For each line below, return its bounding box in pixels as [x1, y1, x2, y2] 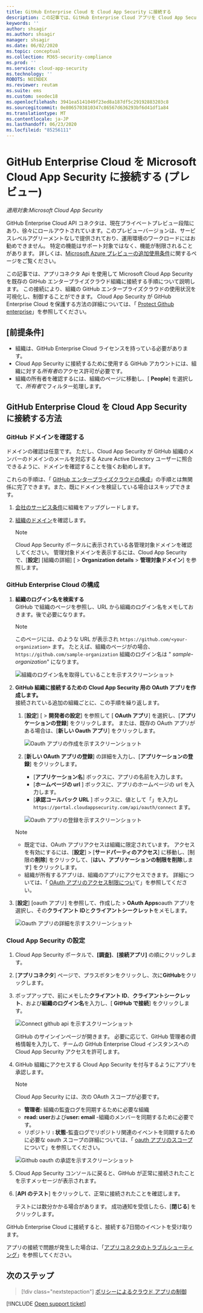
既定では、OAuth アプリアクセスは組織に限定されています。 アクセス [24, 841, 195, 848]
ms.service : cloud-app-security [6, 65, 88, 71]
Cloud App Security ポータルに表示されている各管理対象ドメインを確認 [14, 541, 192, 549]
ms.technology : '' [6, 71, 53, 77]
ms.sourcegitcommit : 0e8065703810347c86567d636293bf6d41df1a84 [6, 104, 169, 111]
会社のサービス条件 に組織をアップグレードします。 [14, 504, 142, 511]
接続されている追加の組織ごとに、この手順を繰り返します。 [14, 699, 163, 706]
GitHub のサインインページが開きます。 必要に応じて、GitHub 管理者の [14, 1033, 192, 1040]
